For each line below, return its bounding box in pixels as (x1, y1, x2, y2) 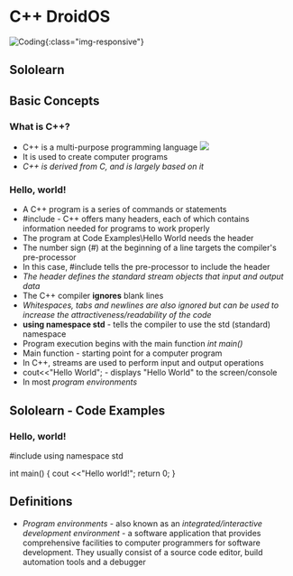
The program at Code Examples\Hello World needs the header (22, 233, 254, 244)
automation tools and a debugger (22, 556, 147, 567)
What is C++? (9, 120, 70, 133)
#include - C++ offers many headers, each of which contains (22, 214, 250, 225)
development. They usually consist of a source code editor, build (22, 546, 263, 557)
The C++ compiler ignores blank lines (22, 291, 164, 302)
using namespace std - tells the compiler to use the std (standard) (22, 319, 271, 330)
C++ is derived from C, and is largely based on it (22, 161, 205, 172)
